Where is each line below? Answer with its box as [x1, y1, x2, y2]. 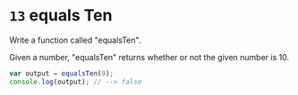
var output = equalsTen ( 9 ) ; [9, 68, 115, 78]
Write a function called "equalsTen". [9, 35, 141, 45]
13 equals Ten [9, 5, 113, 26]
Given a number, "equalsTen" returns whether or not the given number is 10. [9, 51, 289, 62]
